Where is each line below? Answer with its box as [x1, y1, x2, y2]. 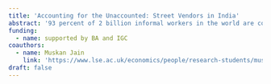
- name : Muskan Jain [15, 49, 85, 57]
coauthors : [8, 42, 45, 50]
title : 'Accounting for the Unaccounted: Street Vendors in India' [8, 11, 240, 20]
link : [23, 57, 42, 65]
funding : [8, 26, 38, 34]
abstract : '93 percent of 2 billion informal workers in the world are [8, 19, 254, 27]
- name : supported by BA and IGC [15, 34, 128, 42]
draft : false [8, 64, 52, 72]
